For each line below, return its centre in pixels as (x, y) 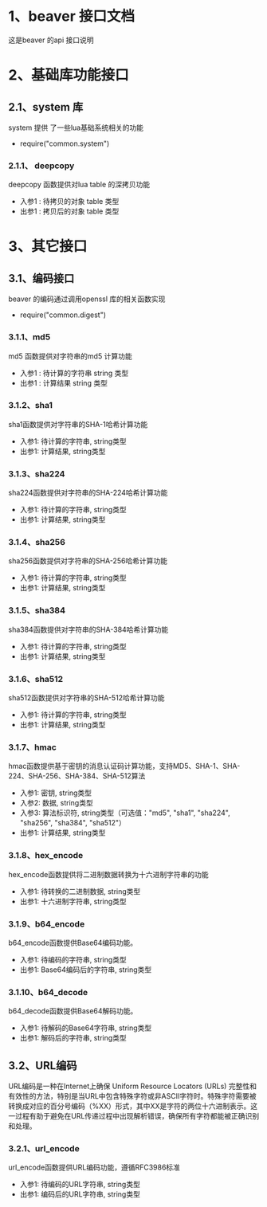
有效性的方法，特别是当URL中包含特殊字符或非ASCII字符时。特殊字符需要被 (132, 1096)
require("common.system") (65, 143)
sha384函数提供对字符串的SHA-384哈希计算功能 (88, 629)
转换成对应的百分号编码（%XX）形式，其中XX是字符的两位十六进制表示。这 (133, 1106)
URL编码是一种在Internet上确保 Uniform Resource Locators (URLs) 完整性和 (133, 1086)
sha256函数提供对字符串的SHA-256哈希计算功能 (88, 561)
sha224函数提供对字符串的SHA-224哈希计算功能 (88, 493)
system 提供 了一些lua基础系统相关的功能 (76, 127)
